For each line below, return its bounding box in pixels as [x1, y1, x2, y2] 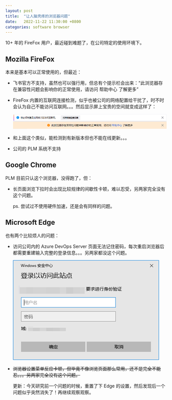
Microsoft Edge [5, 218, 55, 227]
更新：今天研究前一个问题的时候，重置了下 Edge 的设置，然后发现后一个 [12, 383, 165, 389]
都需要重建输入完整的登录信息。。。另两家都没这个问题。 [12, 249, 130, 255]
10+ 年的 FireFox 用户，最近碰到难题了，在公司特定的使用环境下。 [5, 40, 144, 46]
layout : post [5, 8, 33, 13]
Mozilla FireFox [5, 55, 55, 63]
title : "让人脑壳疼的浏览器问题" [5, 13, 71, 19]
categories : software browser [5, 25, 70, 30]
